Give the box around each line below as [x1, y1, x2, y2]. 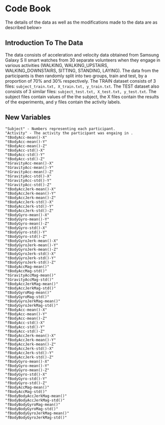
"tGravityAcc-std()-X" [5, 173, 52, 179]
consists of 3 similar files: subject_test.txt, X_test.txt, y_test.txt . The [5, 88, 157, 94]
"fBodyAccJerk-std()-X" [5, 346, 54, 351]
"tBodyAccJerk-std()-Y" [5, 204, 54, 209]
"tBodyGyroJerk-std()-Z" [5, 260, 56, 265]
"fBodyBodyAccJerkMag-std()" [5, 397, 65, 403]
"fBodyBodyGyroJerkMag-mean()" [5, 411, 69, 416]
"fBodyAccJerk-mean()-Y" [5, 337, 56, 342]
